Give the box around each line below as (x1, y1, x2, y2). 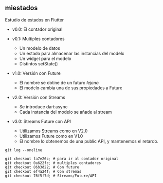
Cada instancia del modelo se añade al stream (19, 109, 112, 115)
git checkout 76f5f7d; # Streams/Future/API (5, 173, 97, 178)
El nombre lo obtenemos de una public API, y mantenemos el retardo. (19, 138, 159, 144)
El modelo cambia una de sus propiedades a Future (19, 85, 123, 91)
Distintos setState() (19, 61, 58, 66)
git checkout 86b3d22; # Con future (5, 164, 79, 170)
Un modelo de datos (19, 45, 60, 51)
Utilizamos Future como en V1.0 (19, 133, 83, 139)
